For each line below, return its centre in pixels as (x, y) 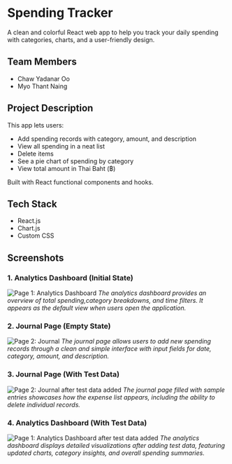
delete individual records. (44, 404)
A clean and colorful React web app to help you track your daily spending (113, 32)
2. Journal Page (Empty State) (59, 326)
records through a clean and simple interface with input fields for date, (109, 349)
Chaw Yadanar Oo (43, 79)
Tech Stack (32, 204)
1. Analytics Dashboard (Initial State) (71, 278)
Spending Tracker (60, 13)
